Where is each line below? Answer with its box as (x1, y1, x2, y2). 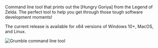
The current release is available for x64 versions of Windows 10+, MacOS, (5, 24, 154, 29)
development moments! (5, 14, 53, 20)
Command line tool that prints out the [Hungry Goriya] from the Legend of (5, 4, 153, 10)
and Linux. (5, 29, 26, 34)
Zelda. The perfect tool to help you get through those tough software (5, 9, 143, 15)
